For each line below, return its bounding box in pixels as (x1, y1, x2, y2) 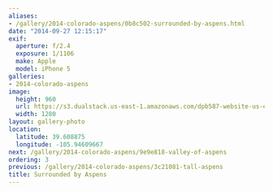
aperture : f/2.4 (15, 42, 71, 50)
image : (8, 87, 31, 96)
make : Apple (15, 58, 57, 66)
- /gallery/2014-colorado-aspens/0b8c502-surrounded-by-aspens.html (8, 20, 245, 28)
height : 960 (15, 95, 57, 103)
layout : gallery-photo (8, 118, 85, 126)
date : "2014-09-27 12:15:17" (8, 27, 107, 35)
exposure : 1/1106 (15, 50, 75, 58)
